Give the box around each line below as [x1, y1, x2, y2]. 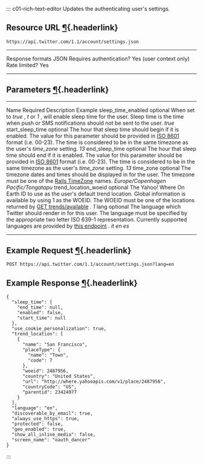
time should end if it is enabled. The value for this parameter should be [6, 151, 182, 159]
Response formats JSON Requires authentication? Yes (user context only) [6, 54, 190, 62]
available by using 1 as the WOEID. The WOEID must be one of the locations [6, 196, 195, 203]
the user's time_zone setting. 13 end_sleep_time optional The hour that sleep [6, 145, 196, 152]
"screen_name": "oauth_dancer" [11, 437, 91, 443]
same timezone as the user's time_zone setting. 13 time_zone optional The [6, 164, 192, 171]
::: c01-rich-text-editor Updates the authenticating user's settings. [6, 5, 170, 12]
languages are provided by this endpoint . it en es [6, 222, 130, 229]
